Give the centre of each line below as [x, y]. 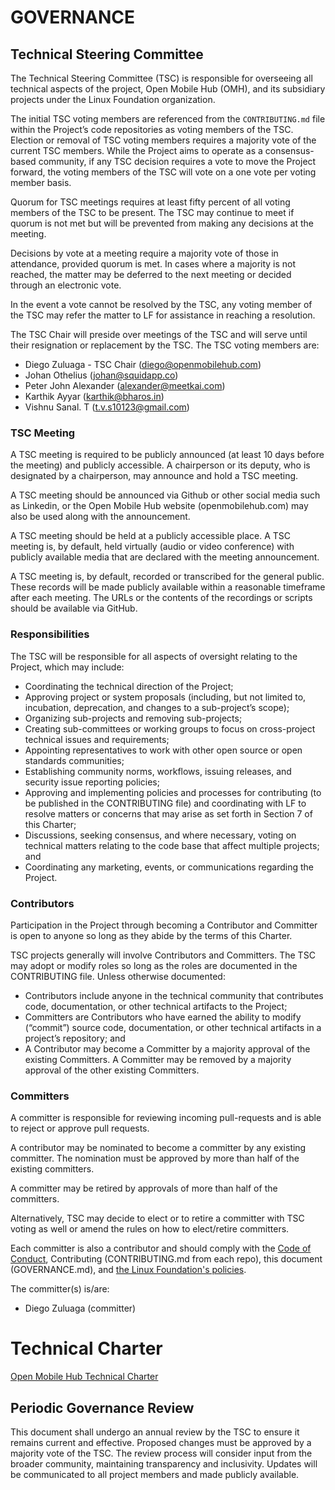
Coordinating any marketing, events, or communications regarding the [169, 867]
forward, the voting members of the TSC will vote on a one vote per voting [163, 172]
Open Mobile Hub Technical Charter [84, 1377]
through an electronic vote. [66, 285]
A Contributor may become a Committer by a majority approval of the [167, 1048]
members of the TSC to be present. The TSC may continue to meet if [152, 212]
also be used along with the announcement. [100, 517]
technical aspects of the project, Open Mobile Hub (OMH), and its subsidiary [168, 89]
